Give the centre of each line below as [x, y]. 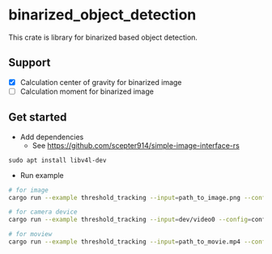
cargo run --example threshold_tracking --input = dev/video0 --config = [130, 220]
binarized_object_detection [102, 15]
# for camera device [43, 212]
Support [30, 63]
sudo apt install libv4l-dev [57, 160]
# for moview [30, 235]
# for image [28, 190]
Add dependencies [52, 137]
